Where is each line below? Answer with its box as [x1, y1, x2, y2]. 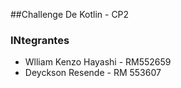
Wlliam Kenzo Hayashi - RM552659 [24, 56, 172, 68]
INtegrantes [10, 33, 70, 47]
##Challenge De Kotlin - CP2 [10, 9, 130, 20]
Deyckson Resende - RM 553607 [24, 67, 162, 79]
